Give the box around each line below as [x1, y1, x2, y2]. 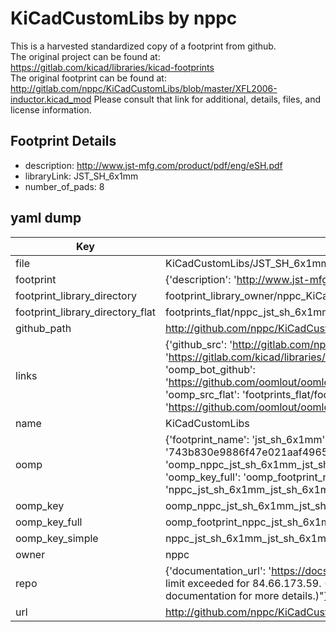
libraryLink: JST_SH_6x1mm [24, 170, 139, 182]
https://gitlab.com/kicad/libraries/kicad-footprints [10, 61, 215, 73]
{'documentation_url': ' [164, 563, 272, 577]
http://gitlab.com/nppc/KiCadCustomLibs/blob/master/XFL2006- [10, 82, 278, 94]
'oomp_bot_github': [164, 362, 256, 376]
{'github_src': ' [164, 337, 233, 351]
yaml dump [10, 210, 82, 227]
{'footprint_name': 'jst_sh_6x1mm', [164, 432, 328, 446]
